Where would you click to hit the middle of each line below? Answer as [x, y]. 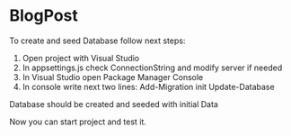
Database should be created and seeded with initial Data [114, 104]
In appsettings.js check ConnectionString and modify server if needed [152, 68]
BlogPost [44, 16]
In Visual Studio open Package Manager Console [113, 77]
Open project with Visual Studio [81, 58]
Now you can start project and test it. [78, 122]
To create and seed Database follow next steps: [97, 41]
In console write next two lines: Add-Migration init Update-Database [149, 86]
